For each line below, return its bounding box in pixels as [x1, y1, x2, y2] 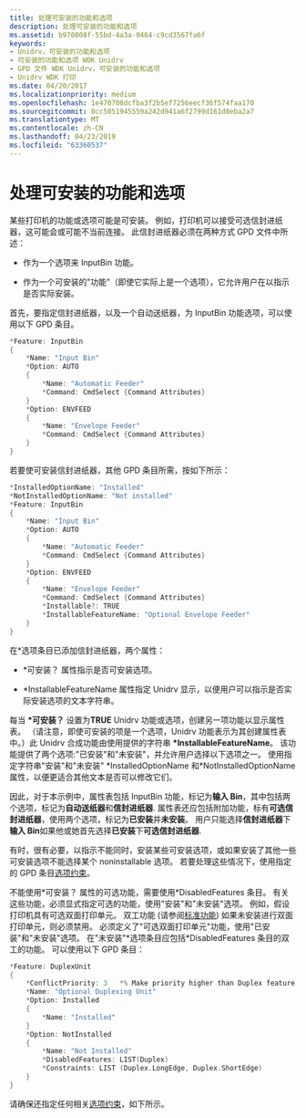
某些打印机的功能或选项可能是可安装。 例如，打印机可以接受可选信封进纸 [9, 214, 283, 225]
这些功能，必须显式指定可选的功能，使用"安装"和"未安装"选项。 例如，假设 [9, 898, 291, 909]
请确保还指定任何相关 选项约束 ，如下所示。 [9, 1098, 169, 1109]
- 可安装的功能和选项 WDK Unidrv [9, 56, 125, 65]
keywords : [9, 38, 47, 48]
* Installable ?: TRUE [42, 601, 120, 611]
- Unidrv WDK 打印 [9, 73, 76, 82]
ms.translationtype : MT [9, 115, 100, 124]
